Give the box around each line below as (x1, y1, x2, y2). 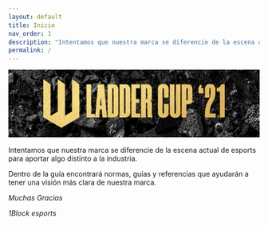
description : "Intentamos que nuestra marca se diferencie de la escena (8, 38, 255, 46)
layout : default (8, 13, 62, 21)
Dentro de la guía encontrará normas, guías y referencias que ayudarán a (8, 169, 249, 179)
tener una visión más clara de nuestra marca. (8, 177, 157, 187)
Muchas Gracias (8, 193, 63, 203)
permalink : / (8, 46, 52, 55)
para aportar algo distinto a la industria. (8, 154, 138, 163)
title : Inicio (8, 21, 56, 29)
